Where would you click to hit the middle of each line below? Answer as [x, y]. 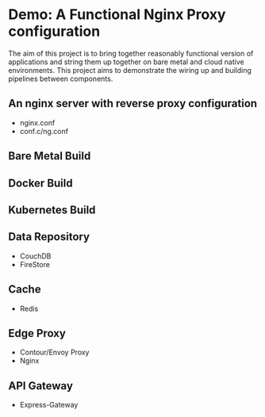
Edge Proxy [37, 333]
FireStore [35, 264]
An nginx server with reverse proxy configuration [133, 103]
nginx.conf [37, 122]
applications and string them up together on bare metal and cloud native [126, 62]
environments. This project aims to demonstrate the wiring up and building [130, 70]
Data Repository [49, 237]
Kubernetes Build [52, 210]
